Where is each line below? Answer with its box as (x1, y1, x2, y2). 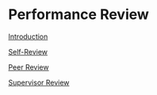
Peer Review (8, 62, 49, 72)
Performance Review (8, 6, 149, 24)
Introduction (8, 32, 48, 41)
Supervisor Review (8, 78, 70, 87)
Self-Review (8, 47, 48, 56)
